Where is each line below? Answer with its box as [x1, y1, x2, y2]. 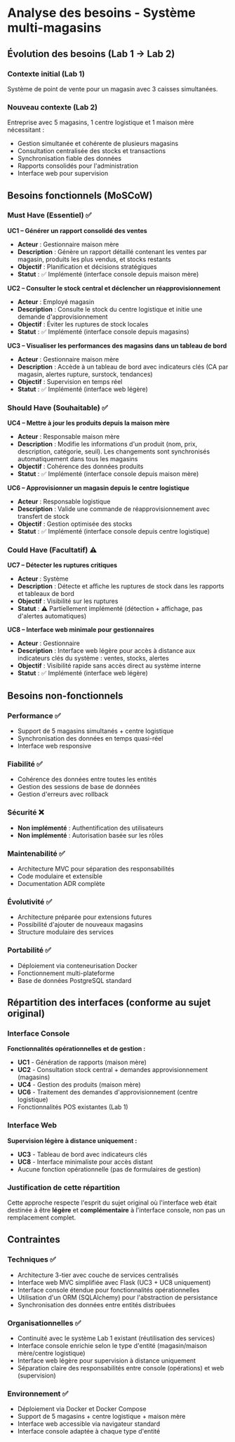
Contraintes [7, 1233, 61, 1245]
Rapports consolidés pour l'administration [17, 161, 139, 170]
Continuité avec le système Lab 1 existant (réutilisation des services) [17, 1334, 215, 1342]
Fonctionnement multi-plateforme [17, 969, 115, 977]
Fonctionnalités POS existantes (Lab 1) [17, 1103, 128, 1111]
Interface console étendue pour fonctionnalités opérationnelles [17, 1285, 200, 1294]
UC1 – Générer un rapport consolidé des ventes [7, 226, 147, 234]
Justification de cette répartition [7, 1182, 121, 1192]
